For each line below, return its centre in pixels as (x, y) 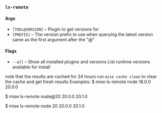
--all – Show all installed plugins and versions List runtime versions (81, 62)
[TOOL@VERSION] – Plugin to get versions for (55, 29)
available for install (31, 67)
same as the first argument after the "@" (53, 40)
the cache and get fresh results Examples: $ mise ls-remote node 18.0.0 (78, 82)
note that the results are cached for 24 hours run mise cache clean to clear (81, 77)
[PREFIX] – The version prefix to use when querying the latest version (83, 34)
